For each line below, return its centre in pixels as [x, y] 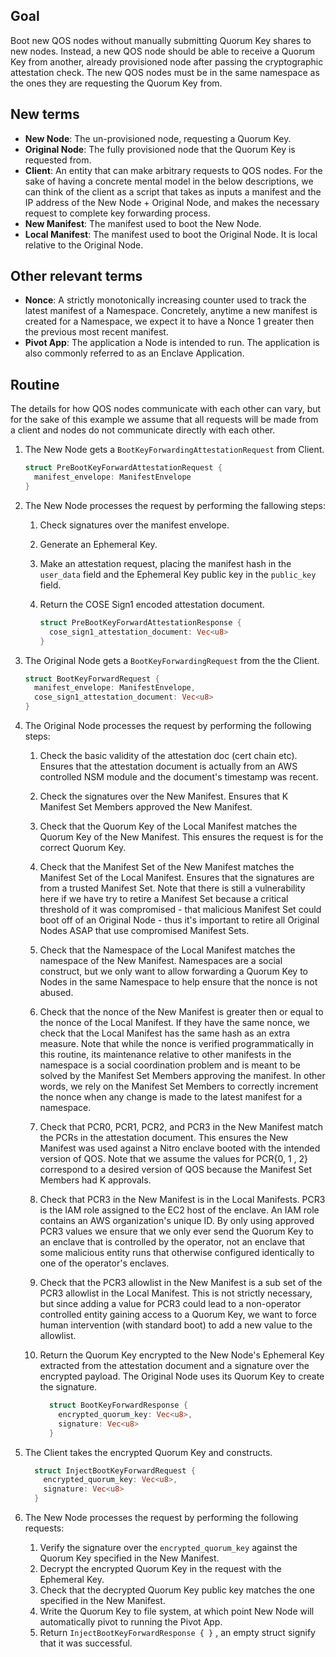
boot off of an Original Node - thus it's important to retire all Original [179, 920]
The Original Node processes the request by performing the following [168, 725]
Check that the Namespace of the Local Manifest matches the [167, 950]
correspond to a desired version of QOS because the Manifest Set [176, 1169]
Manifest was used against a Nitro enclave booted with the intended [180, 1148]
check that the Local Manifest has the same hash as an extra [165, 1033]
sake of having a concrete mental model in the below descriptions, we [169, 181]
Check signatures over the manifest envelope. [134, 525]
